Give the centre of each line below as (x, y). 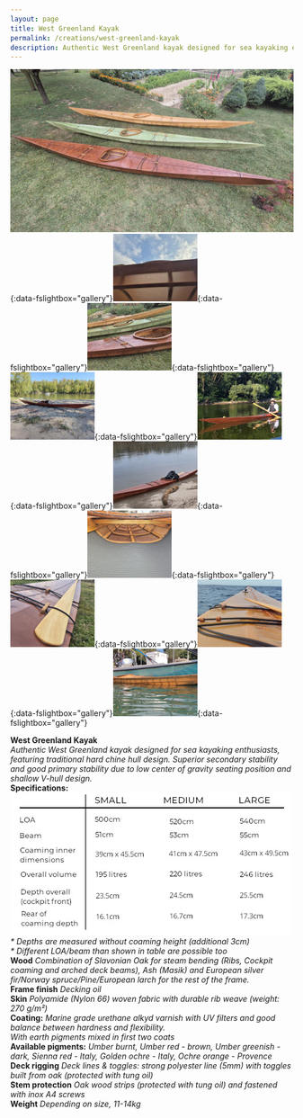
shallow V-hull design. (51, 779)
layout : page (35, 19)
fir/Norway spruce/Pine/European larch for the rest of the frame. (130, 979)
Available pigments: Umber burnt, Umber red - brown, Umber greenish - (146, 1047)
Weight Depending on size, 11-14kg (76, 1104)
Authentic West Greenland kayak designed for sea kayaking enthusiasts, (145, 750)
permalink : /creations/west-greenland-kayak (95, 38)
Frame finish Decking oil (56, 989)
